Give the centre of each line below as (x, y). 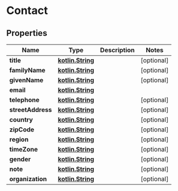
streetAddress (31, 110)
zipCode (22, 130)
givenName (27, 80)
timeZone (24, 149)
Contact (27, 11)
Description (118, 50)
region (19, 139)
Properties (27, 33)
